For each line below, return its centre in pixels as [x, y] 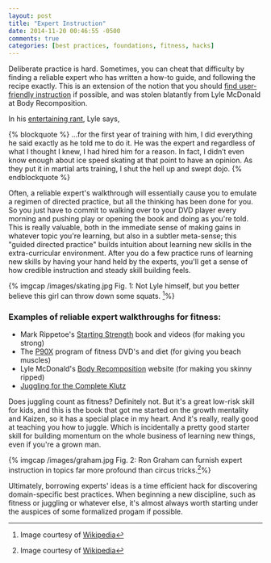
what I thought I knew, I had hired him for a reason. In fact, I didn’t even [126, 152]
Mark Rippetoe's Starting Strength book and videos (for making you [132, 334]
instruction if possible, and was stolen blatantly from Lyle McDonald [148, 95]
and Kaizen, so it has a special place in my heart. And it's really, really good [133, 419]
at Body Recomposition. [48, 103]
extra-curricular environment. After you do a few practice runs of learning [131, 253]
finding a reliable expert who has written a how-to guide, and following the [132, 78]
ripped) [32, 377]
